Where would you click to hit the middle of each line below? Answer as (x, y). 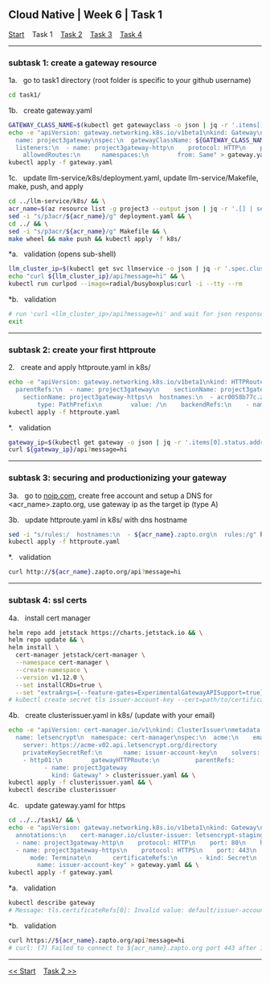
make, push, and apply (46, 187)
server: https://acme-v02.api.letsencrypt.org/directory (120, 745)
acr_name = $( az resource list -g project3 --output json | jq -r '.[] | (131, 209)
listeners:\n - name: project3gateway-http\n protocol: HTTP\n (131, 147)
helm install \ (34, 648)
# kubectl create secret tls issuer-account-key (91, 700)
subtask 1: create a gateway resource (83, 63)
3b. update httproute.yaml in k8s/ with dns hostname (98, 520)
